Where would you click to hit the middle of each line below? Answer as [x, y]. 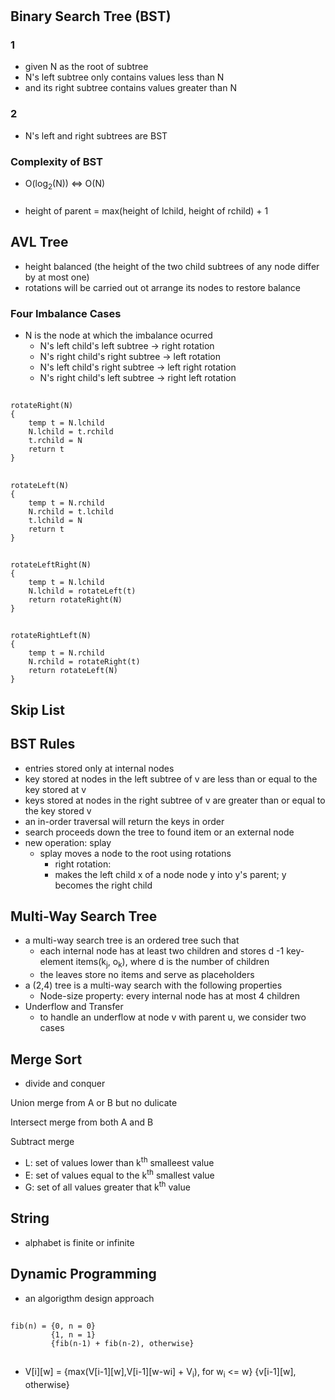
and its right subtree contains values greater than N [130, 88]
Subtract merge [42, 1142]
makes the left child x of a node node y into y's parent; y [170, 874]
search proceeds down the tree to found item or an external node [159, 832]
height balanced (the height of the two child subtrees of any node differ [172, 266]
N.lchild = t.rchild [71, 432]
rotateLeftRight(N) [51, 565]
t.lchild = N [55, 520]
